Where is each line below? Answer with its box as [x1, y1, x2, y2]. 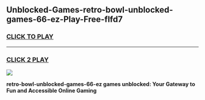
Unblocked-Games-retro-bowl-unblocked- [6, 5, 173, 15]
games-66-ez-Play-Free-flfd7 [6, 15, 123, 25]
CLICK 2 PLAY [6, 55, 49, 64]
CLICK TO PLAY [6, 33, 54, 41]
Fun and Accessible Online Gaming [6, 87, 97, 94]
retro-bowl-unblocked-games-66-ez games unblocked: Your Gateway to [6, 80, 195, 87]
